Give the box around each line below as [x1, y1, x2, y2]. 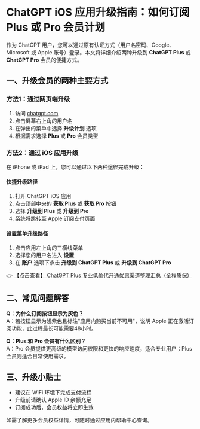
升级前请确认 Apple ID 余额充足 [14, 396, 91, 403]
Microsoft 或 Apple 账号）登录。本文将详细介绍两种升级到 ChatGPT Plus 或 [6, 48, 191, 56]
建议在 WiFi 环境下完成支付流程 [14, 388, 92, 395]
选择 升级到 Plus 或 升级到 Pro [14, 208, 89, 215]
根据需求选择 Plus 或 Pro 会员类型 [14, 132, 99, 139]
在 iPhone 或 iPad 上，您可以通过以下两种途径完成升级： [6, 163, 144, 171]
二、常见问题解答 [6, 293, 69, 303]
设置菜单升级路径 [6, 230, 48, 237]
